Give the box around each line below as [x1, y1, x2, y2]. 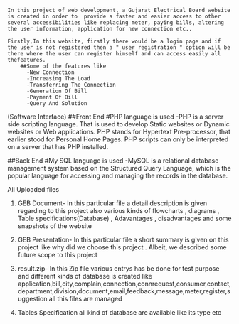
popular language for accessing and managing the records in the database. [7, 171, 228, 180]
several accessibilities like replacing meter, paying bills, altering [7, 19, 224, 26]
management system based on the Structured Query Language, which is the [7, 164, 231, 172]
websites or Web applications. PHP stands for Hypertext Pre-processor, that [7, 128, 231, 136]
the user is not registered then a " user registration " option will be [7, 44, 231, 51]
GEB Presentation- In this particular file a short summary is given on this [17, 235, 229, 244]
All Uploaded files [7, 185, 59, 193]
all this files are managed [48, 295, 122, 303]
